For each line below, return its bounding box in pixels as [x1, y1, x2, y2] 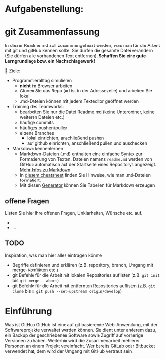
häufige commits [19, 120, 54, 126]
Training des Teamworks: [12, 104, 64, 110]
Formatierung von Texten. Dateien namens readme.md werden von [19, 156, 153, 162]
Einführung [5, 305, 52, 316]
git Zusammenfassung [5, 26, 100, 38]
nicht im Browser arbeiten [19, 83, 73, 89]
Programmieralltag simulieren [12, 78, 72, 84]
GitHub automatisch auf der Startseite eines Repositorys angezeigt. [19, 162, 157, 168]
